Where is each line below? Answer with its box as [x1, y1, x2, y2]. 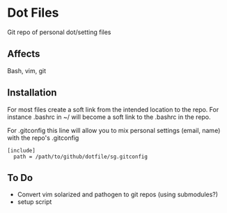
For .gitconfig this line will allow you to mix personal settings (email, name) [7, 126, 221, 134]
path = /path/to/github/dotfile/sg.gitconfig [13, 153, 148, 160]
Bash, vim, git [7, 66, 47, 74]
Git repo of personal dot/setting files [7, 28, 111, 36]
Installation [7, 87, 57, 99]
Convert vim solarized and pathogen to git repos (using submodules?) [17, 190, 218, 199]
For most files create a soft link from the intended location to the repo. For [7, 105, 219, 113]
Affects [7, 48, 40, 60]
